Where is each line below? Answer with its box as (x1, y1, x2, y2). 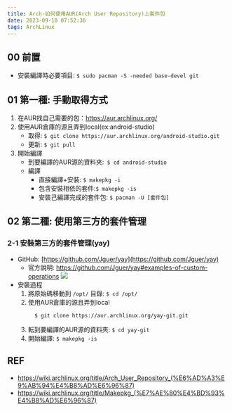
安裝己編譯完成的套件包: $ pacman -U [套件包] (38, 193, 170, 201)
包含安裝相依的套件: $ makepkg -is (38, 184, 137, 192)
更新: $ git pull (27, 140, 76, 148)
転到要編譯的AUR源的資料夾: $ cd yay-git (27, 325, 150, 334)
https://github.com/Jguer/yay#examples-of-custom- (55, 263, 208, 272)
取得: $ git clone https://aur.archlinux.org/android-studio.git (27, 132, 220, 139)
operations (27, 272, 60, 280)
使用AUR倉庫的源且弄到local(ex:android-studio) (17, 122, 156, 131)
